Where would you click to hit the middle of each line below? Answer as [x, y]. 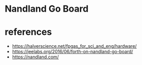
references [28, 32]
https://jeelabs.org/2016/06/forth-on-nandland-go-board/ [73, 52]
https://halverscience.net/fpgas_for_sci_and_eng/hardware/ [74, 46]
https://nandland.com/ [35, 57]
